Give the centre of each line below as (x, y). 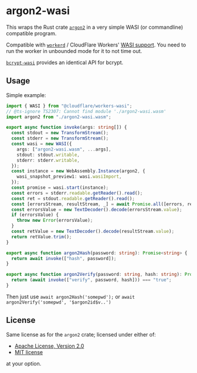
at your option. (24, 364)
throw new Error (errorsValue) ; (55, 221)
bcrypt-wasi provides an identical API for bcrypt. (65, 62)
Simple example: (26, 95)
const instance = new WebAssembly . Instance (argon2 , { (78, 171)
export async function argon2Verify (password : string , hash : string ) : (94, 275)
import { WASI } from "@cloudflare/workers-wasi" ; (69, 106)
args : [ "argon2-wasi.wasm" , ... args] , (64, 149)
